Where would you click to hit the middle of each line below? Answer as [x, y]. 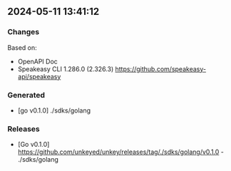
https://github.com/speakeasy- [161, 69]
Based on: [22, 47]
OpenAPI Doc [38, 61]
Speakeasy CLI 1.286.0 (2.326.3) [66, 69]
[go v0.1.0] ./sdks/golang [54, 110]
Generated [26, 95]
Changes [24, 32]
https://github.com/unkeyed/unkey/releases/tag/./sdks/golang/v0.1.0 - [121, 152]
